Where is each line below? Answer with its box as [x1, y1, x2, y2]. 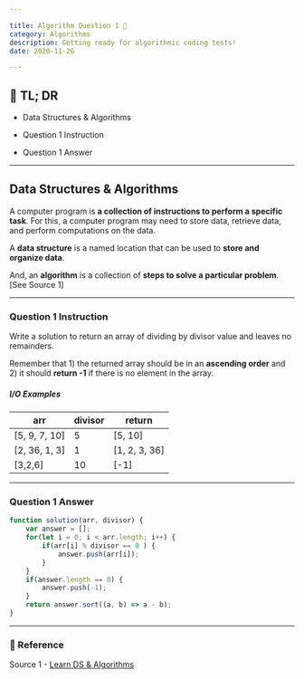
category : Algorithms [9, 29, 91, 39]
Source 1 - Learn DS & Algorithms [9, 659, 134, 670]
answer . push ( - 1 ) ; [42, 583, 107, 593]
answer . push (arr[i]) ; [57, 550, 140, 559]
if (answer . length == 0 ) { [25, 575, 124, 584]
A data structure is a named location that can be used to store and [9, 242, 260, 253]
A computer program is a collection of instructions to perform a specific [9, 206, 283, 216]
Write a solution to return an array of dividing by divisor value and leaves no [9, 331, 292, 342]
